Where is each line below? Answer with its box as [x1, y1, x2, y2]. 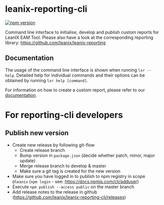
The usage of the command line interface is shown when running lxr [5, 67, 145, 73]
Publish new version [5, 129, 69, 137]
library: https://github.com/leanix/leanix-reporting [5, 39, 106, 45]
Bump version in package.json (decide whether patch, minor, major [19, 152, 155, 158]
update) [19, 157, 36, 163]
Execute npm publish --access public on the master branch [12, 183, 134, 190]
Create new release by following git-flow [12, 142, 95, 148]
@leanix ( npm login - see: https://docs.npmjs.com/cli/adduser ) [12, 178, 139, 184]
